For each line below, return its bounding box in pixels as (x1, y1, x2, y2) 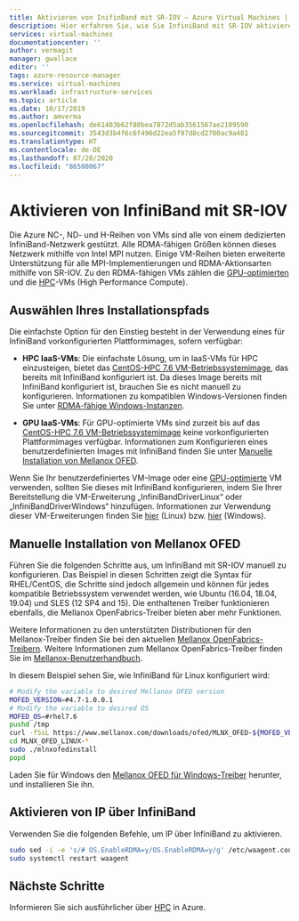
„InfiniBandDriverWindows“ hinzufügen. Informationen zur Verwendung (9, 501, 271, 512)
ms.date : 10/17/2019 (9, 104, 86, 113)
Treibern (9, 642, 41, 654)
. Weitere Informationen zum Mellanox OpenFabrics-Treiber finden (39, 642, 283, 654)
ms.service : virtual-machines (9, 79, 122, 88)
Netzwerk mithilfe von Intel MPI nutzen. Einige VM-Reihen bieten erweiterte (9, 248, 287, 259)
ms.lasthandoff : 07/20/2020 (9, 153, 114, 163)
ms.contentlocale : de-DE (9, 145, 101, 154)
